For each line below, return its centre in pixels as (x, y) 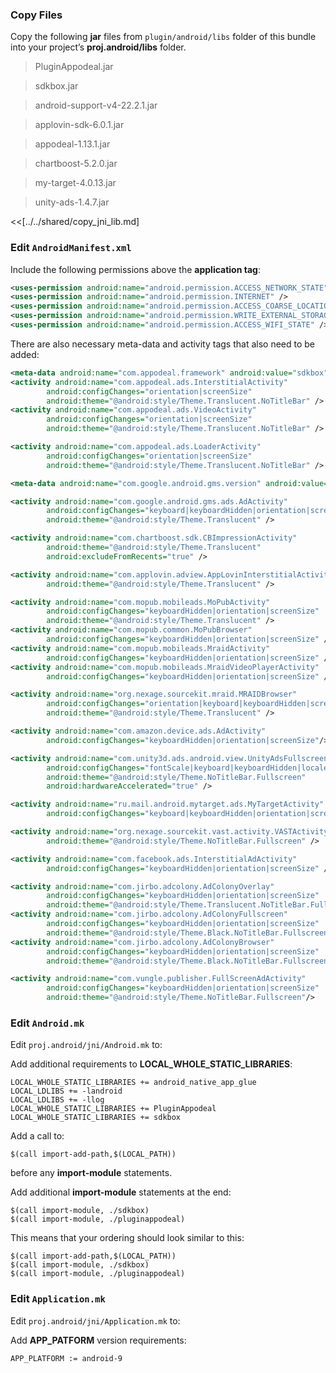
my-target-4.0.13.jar (75, 183)
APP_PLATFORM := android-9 (66, 1358)
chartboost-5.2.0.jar (76, 164)
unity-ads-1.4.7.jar (72, 202)
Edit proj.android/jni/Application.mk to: (95, 1320)
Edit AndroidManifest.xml (71, 248)
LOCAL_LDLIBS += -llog (57, 1100)
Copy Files (36, 15)
